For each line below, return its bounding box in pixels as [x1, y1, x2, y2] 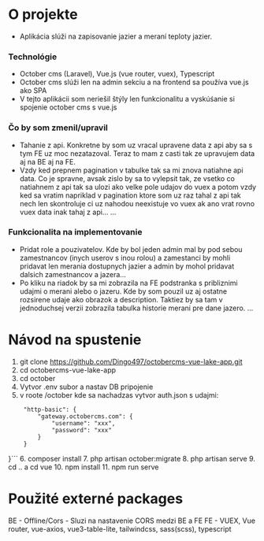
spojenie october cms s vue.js [19, 102, 117, 112]
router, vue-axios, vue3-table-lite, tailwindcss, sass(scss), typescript [8, 524, 232, 533]
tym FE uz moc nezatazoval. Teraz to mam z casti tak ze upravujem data [19, 148, 255, 158]
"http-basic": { [23, 406, 77, 413]
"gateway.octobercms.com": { [37, 412, 133, 421]
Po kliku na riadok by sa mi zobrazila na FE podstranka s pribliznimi [19, 278, 238, 287]
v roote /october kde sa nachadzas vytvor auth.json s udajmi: [19, 390, 219, 399]
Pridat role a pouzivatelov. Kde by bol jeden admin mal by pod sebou [19, 244, 243, 254]
